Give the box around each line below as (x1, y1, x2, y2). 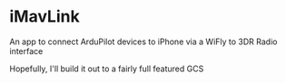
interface (9, 45, 44, 56)
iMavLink (9, 6, 80, 27)
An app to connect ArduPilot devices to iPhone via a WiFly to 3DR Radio (9, 36, 278, 47)
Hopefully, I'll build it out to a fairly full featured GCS (9, 63, 204, 74)
